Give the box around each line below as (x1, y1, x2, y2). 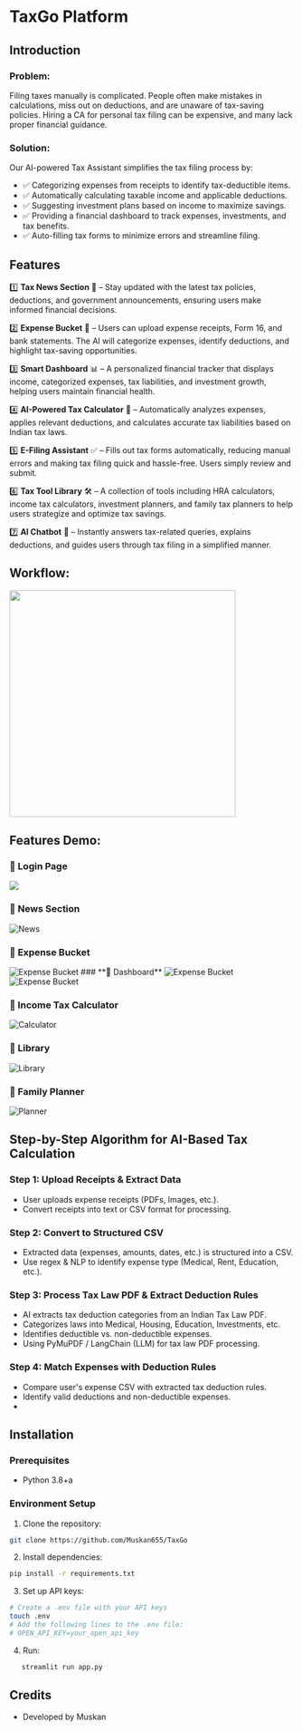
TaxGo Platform (9, 6, 129, 27)
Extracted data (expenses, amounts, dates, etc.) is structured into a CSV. (22, 1246, 294, 1257)
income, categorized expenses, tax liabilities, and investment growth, (9, 376, 267, 387)
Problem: (9, 70, 51, 82)
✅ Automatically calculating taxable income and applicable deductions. (22, 190, 288, 201)
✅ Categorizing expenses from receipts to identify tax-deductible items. (22, 179, 291, 191)
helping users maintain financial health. (9, 385, 156, 396)
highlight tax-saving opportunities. (9, 344, 137, 355)
